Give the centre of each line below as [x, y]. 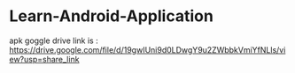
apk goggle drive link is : [54, 40]
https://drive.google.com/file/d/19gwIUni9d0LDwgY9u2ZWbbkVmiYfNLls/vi [147, 49]
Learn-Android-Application [112, 16]
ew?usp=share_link [44, 59]
